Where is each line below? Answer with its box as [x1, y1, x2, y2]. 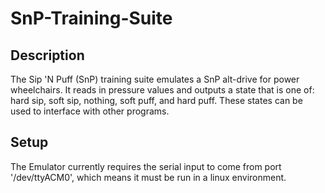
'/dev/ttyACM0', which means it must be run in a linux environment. [10, 171, 287, 183]
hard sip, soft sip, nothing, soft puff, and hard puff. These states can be [10, 95, 303, 106]
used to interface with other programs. [10, 105, 170, 117]
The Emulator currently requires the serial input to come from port [10, 160, 282, 172]
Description [10, 47, 85, 64]
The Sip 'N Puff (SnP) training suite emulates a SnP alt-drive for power [10, 73, 300, 85]
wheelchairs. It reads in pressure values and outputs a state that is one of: [10, 84, 315, 96]
